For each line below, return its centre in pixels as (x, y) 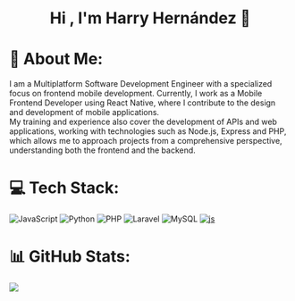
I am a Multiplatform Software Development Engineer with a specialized (141, 84)
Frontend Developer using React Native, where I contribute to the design (143, 103)
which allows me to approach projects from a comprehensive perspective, (146, 141)
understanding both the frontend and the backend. (103, 150)
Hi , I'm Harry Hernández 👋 (150, 18)
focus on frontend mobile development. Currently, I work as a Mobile (136, 94)
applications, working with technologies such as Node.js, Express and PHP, (148, 131)
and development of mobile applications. (84, 113)
